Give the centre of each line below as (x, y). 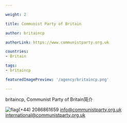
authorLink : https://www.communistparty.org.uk (57, 42)
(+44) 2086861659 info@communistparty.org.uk (70, 109)
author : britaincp (25, 33)
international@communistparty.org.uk (46, 115)
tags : (11, 66)
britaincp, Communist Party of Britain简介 (49, 99)
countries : (17, 52)
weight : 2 (16, 14)
